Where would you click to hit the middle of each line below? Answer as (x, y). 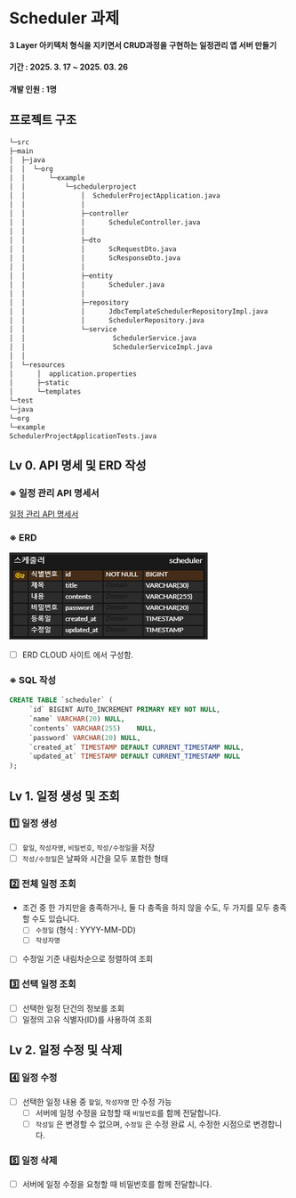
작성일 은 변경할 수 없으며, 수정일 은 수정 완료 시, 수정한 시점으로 (143, 1124)
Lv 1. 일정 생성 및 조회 (64, 796)
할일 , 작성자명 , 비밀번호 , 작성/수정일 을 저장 (88, 847)
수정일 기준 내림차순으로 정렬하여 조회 (88, 959)
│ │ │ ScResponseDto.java (95, 258)
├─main (21, 151)
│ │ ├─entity (61, 276)
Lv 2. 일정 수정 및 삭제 (66, 1051)
